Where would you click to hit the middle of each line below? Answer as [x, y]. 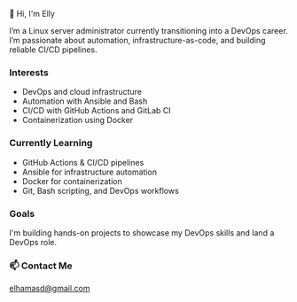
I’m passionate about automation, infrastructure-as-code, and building [137, 40]
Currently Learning [51, 143]
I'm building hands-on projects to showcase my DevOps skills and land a [142, 232]
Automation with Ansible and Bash [85, 101]
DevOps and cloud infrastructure [82, 92]
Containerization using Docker [78, 120]
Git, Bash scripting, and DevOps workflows [100, 190]
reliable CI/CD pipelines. [53, 50]
